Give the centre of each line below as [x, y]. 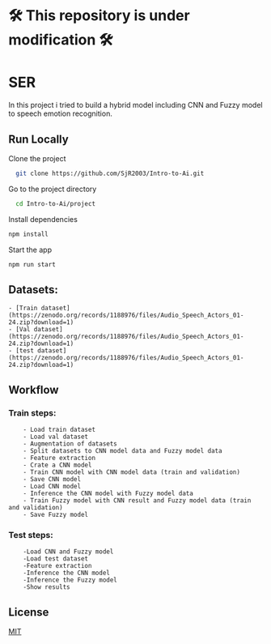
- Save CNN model [52, 479]
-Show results [47, 587]
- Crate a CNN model [57, 465]
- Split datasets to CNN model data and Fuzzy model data [123, 450]
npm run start [32, 264]
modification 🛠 [61, 40]
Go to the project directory [53, 189]
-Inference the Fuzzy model [70, 580]
